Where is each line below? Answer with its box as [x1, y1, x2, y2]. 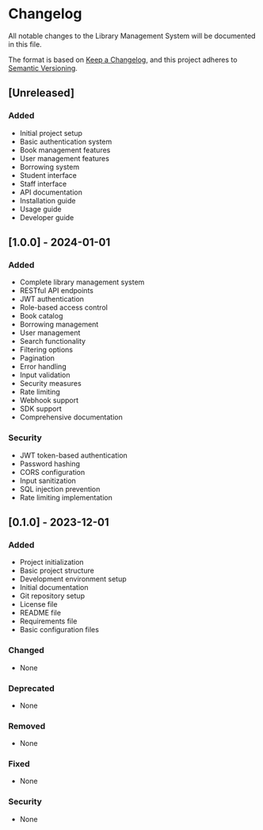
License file [19, 600, 58, 609]
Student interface [19, 170, 77, 180]
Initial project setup [19, 128, 83, 137]
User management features [19, 153, 109, 163]
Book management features [19, 145, 111, 155]
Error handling [19, 362, 67, 372]
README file [19, 608, 62, 618]
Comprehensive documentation [19, 412, 123, 422]
